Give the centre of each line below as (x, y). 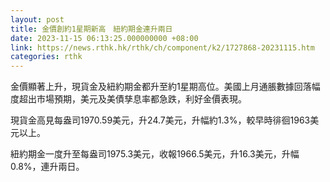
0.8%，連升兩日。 (47, 167)
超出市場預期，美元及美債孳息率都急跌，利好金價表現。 (132, 99)
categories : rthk (46, 57)
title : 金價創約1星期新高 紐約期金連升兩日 (91, 29)
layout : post (37, 19)
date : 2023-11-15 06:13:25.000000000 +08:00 (104, 38)
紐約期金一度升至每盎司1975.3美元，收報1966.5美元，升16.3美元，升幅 (155, 154)
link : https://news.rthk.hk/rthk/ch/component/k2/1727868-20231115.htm (162, 47)
